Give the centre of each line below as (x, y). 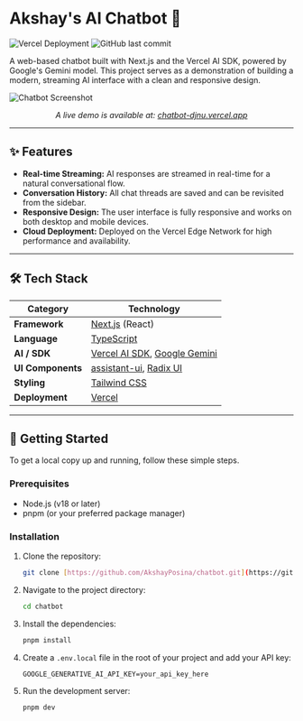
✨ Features (41, 152)
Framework (39, 324)
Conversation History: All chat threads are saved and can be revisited (153, 192)
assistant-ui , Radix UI (137, 367)
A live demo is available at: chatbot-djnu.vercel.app (151, 115)
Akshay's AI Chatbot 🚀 (96, 18)
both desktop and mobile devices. (85, 221)
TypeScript (114, 338)
